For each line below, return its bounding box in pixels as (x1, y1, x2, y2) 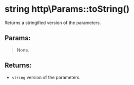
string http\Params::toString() (4, 3, 130, 15)
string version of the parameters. (11, 74, 81, 80)
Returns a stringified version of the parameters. (4, 20, 101, 26)
